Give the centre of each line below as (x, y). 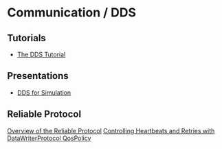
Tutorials (26, 38)
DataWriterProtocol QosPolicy (49, 138)
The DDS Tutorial (41, 54)
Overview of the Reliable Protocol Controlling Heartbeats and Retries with (111, 130)
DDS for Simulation (44, 92)
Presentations (38, 76)
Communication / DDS (71, 13)
